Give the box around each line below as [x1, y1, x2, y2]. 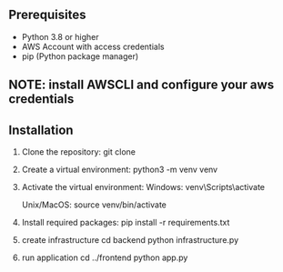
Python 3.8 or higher [21, 31, 99, 42]
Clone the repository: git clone [21, 146, 136, 157]
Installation [8, 122, 74, 137]
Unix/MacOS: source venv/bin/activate [21, 199, 167, 210]
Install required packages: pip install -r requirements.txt [21, 217, 230, 228]
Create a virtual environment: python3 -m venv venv [21, 164, 218, 176]
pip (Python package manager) [21, 50, 139, 62]
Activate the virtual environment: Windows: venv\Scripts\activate [21, 182, 266, 193]
